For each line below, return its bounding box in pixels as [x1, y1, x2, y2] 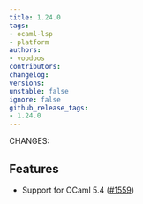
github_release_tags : [9, 103, 89, 112]
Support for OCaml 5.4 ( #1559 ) [21, 185, 135, 195]
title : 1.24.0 [9, 12, 62, 22]
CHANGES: [9, 136, 50, 147]
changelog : [9, 71, 49, 79]
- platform [9, 37, 49, 47]
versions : [9, 79, 46, 87]
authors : [9, 46, 41, 55]
